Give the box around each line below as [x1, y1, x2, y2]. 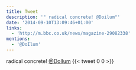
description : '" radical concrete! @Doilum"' [6, 14, 120, 20]
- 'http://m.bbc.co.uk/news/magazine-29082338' [11, 31, 131, 36]
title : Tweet [6, 8, 38, 15]
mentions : [6, 36, 31, 42]
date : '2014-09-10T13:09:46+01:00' [6, 19, 94, 25]
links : [6, 25, 22, 31]
